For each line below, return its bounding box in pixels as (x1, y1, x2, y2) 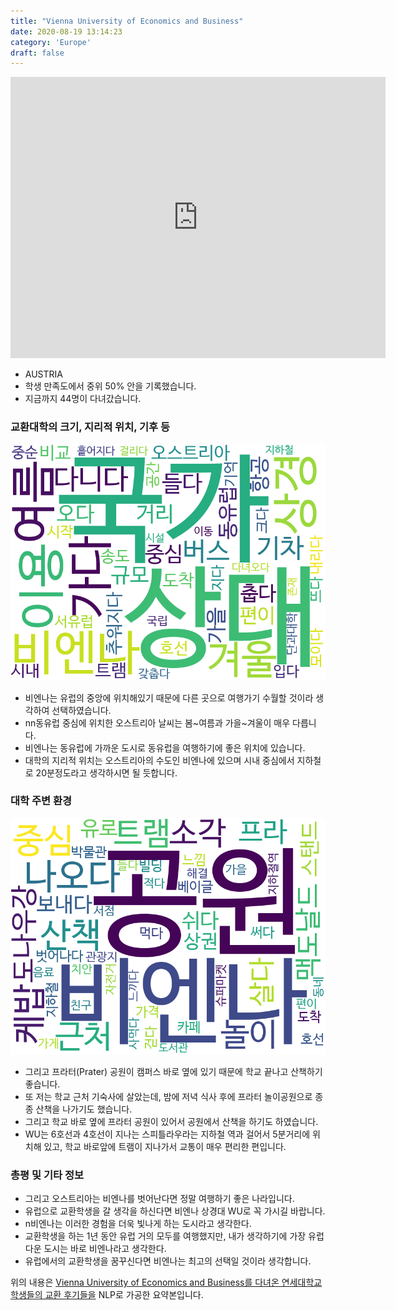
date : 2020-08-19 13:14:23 (10, 26, 123, 37)
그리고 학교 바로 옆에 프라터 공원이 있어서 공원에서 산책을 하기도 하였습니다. (24, 1115, 319, 1127)
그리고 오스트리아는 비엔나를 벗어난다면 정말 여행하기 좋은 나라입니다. (24, 1193, 295, 1205)
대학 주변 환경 (10, 794, 73, 808)
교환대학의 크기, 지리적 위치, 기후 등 (10, 420, 171, 434)
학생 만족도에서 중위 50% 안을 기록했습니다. (24, 380, 197, 392)
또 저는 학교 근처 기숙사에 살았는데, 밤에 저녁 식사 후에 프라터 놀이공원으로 (24, 1090, 313, 1102)
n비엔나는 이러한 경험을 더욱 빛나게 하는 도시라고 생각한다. (24, 1218, 252, 1230)
